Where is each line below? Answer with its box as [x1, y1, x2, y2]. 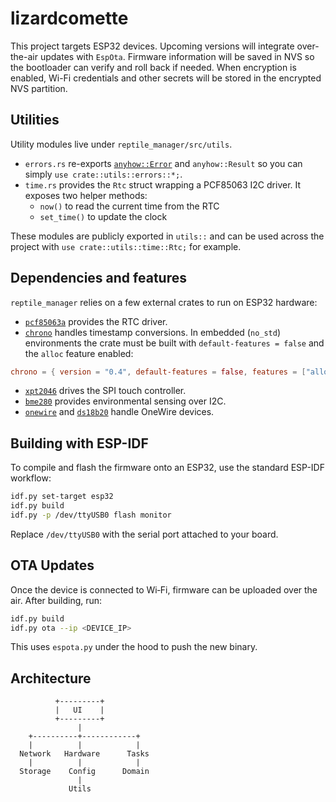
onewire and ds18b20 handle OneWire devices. [24, 406, 215, 418]
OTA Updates [10, 557, 95, 574]
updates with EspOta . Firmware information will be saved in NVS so [39, 50, 315, 62]
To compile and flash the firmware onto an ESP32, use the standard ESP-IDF [10, 462, 325, 474]
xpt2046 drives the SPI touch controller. [24, 385, 187, 397]
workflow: [10, 472, 52, 484]
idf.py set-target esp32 [10, 492, 114, 502]
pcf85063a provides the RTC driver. [24, 315, 168, 327]
